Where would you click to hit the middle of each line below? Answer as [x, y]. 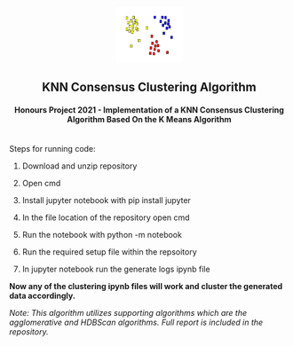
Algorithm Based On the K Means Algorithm [149, 119]
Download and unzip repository [79, 166]
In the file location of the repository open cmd [106, 217]
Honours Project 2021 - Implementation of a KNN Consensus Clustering [149, 110]
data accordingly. [42, 295]
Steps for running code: [52, 148]
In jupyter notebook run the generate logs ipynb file [116, 269]
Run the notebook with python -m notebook [102, 234]
